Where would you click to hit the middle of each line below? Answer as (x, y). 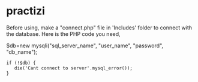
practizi (25, 11)
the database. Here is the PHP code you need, (64, 34)
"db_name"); (22, 51)
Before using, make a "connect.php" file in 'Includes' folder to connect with (99, 28)
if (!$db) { (21, 63)
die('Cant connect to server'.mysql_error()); (73, 68)
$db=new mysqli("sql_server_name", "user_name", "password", (85, 45)
